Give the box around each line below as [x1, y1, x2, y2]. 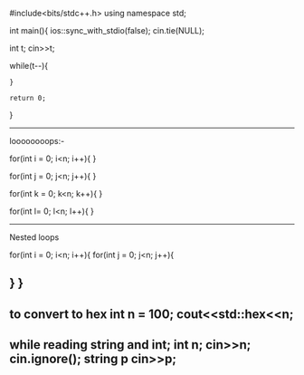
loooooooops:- [9, 136, 65, 146]
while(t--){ [9, 61, 49, 71]
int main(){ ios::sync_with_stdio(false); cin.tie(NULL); [9, 25, 205, 35]
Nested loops [9, 232, 60, 243]
